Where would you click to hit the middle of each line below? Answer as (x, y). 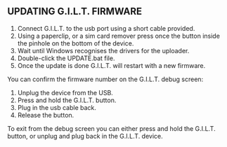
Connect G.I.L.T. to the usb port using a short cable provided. (106, 28)
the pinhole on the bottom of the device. (76, 43)
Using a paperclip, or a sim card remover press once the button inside (118, 36)
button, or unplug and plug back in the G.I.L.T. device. (85, 136)
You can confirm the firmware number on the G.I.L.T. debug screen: (105, 79)
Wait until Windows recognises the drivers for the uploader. (103, 50)
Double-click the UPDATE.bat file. (66, 58)
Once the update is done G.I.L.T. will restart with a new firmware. (111, 65)
